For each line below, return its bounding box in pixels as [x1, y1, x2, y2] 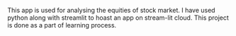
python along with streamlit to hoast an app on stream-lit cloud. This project [7, 13, 229, 22]
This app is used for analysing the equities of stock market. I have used [7, 6, 215, 14]
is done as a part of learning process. [7, 21, 117, 29]
